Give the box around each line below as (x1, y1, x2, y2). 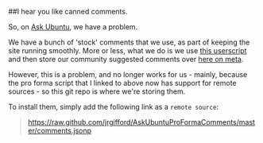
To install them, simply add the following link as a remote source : (8, 102, 219, 111)
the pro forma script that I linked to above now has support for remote (8, 79, 237, 87)
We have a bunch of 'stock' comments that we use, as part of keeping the (8, 37, 250, 47)
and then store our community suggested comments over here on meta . (8, 55, 244, 64)
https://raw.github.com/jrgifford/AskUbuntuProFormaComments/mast (27, 118, 256, 126)
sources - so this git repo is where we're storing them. (8, 87, 186, 96)
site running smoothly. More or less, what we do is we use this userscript (8, 46, 247, 55)
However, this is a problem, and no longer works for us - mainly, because (8, 70, 248, 79)
